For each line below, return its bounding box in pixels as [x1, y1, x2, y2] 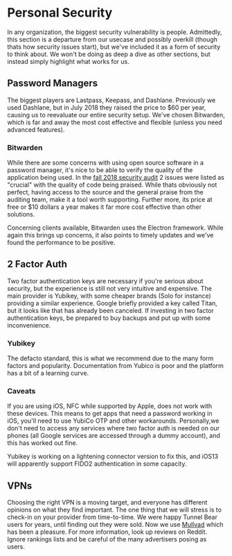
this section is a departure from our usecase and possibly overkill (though [7, 35, 218, 43]
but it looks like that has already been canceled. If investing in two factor [7, 306, 215, 314]
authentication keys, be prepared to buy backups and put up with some [7, 314, 211, 322]
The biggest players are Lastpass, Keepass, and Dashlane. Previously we [7, 96, 216, 104]
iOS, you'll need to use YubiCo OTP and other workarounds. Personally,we [7, 416, 220, 425]
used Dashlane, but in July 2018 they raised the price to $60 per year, [7, 103, 206, 112]
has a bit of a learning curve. [7, 369, 89, 378]
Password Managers [7, 78, 98, 90]
